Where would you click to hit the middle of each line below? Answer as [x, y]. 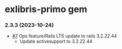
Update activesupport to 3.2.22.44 [56, 41]
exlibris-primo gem [46, 9]
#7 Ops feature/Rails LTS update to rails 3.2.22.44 [65, 36]
